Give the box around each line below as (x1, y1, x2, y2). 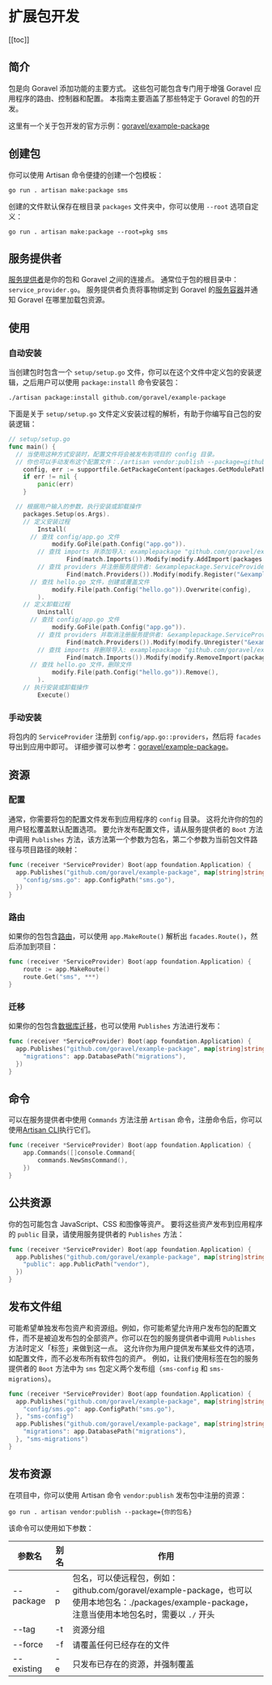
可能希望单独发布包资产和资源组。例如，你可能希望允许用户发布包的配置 (8, 1323, 249, 1332)
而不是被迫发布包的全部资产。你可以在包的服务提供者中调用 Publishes (22, 1333, 257, 1343)
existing (12, 1663, 43, 1674)
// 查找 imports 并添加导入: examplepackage (37, 548, 181, 556)
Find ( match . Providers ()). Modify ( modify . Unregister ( (66, 638, 244, 646)
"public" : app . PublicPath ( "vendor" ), (23, 1260, 151, 1269)
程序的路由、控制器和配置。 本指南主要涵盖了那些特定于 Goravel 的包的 (15, 93, 253, 103)
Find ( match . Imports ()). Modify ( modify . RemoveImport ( (66, 654, 244, 662)
